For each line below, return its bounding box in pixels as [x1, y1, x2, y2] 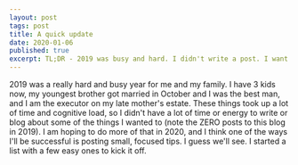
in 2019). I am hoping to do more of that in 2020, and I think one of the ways [9, 127, 287, 136]
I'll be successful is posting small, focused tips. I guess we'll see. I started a [9, 136, 286, 146]
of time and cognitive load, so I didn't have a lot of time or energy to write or [9, 108, 288, 118]
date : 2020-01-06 [9, 37, 74, 47]
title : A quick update [9, 29, 93, 38]
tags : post [9, 21, 50, 30]
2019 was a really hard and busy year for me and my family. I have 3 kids [9, 79, 276, 89]
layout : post [9, 12, 58, 22]
